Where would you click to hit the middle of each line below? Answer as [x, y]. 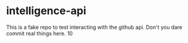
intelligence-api [46, 11]
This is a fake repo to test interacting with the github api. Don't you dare [94, 27]
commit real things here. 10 [39, 33]
